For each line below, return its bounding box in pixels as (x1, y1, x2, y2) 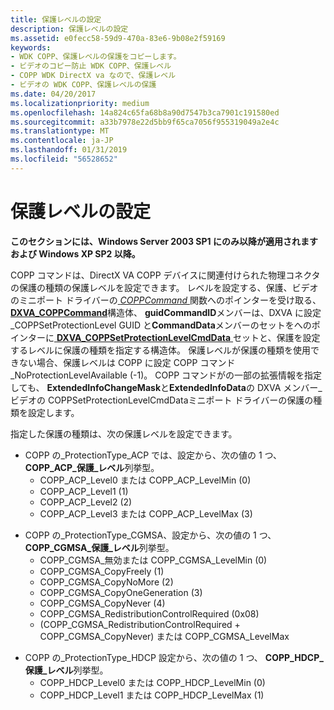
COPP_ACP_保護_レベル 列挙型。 (24, 461, 160, 473)
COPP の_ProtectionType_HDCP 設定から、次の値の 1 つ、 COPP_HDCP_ (24, 651, 324, 663)
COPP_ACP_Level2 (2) (39, 496, 133, 508)
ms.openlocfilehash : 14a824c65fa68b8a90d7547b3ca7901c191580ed (10, 107, 280, 118)
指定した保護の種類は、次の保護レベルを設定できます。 (10, 427, 238, 440)
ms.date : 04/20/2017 (10, 89, 97, 99)
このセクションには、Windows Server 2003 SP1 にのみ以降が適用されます (10, 235, 318, 247)
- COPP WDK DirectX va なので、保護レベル (10, 71, 177, 81)
